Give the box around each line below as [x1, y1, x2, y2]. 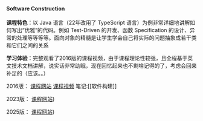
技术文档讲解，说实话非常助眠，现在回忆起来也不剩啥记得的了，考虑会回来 [11, 62, 197, 70]
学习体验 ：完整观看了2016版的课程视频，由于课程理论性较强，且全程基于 [6, 54, 188, 62]
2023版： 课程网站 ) [6, 96, 55, 103]
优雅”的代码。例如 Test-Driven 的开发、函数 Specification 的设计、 [24, 27, 190, 34]
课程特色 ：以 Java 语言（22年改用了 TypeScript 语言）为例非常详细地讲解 [6, 19, 190, 27]
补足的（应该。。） [6, 70, 49, 77]
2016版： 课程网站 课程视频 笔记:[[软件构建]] [6, 82, 117, 90]
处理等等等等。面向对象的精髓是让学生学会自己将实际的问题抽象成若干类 [16, 34, 197, 42]
